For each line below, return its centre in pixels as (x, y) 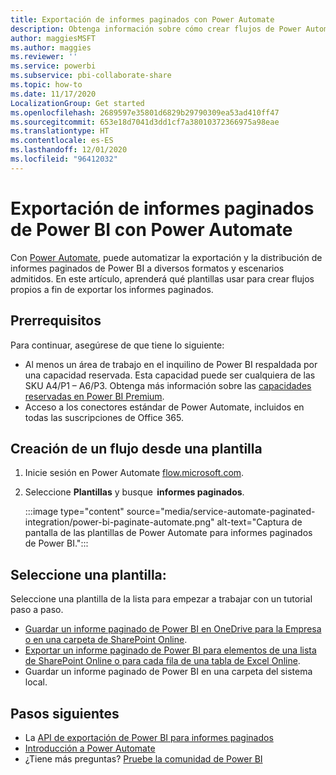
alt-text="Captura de (259, 522)
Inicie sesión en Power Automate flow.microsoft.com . (134, 473)
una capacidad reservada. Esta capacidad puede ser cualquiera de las (170, 375)
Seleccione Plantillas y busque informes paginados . (134, 492)
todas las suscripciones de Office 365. (104, 417)
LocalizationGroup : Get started (77, 103)
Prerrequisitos (56, 321)
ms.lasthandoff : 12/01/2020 (69, 150)
